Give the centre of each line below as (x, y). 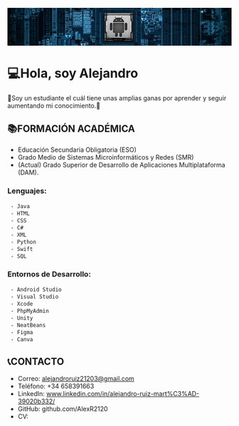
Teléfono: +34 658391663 (56, 386)
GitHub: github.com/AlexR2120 (63, 409)
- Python (23, 242)
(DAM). (28, 172)
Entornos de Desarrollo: (49, 274)
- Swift (22, 249)
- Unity (22, 318)
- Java (20, 206)
